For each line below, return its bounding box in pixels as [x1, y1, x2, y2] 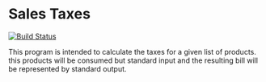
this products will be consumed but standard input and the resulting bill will [8, 55, 259, 65]
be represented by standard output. [8, 64, 127, 73]
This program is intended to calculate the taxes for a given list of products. [8, 47, 257, 56]
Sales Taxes [8, 5, 91, 23]
